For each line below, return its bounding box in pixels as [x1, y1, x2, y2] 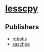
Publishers [5, 23, 39, 31]
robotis [12, 36, 27, 42]
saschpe [12, 41, 30, 47]
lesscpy [5, 3, 39, 14]
